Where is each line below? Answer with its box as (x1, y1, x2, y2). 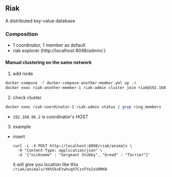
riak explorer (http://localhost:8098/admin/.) (12, 48, 106, 54)
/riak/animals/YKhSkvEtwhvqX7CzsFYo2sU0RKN (12, 166, 107, 172)
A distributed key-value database (5, 17, 75, 24)
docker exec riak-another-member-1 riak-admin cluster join (5, 85, 137, 91)
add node (12, 71, 33, 77)
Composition (5, 30, 38, 37)
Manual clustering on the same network (5, 59, 92, 65)
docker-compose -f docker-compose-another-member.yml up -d (5, 80, 137, 86)
